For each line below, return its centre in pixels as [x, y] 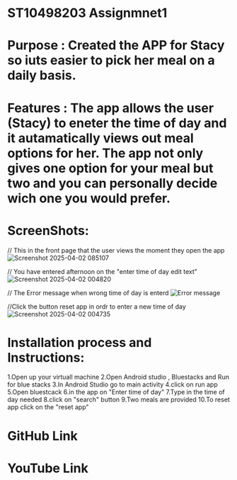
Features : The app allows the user [111, 108]
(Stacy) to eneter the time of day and [117, 123]
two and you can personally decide [112, 183]
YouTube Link [48, 468]
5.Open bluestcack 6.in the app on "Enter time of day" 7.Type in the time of [116, 392]
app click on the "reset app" [48, 407]
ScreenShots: [48, 230]
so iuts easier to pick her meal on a [111, 61]
